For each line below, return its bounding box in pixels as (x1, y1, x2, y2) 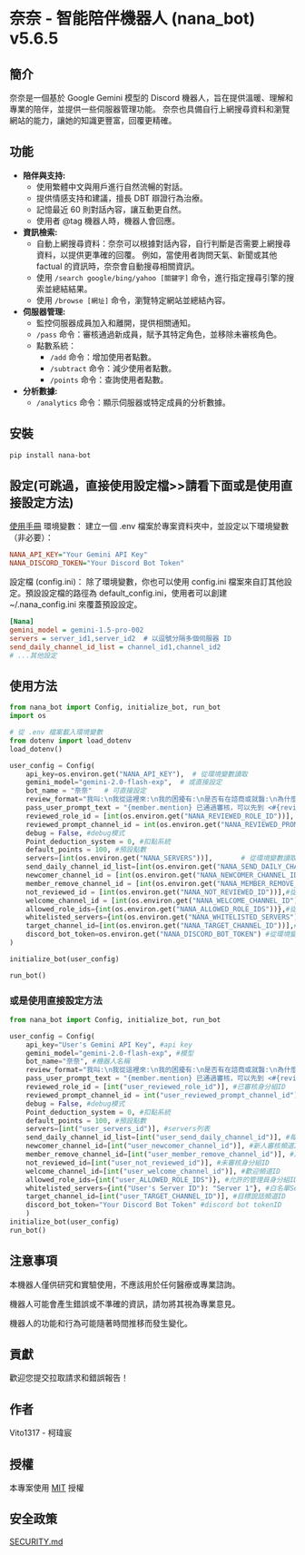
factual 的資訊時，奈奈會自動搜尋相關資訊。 (35, 261, 200, 271)
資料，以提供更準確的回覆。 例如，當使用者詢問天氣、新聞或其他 (35, 249, 278, 260)
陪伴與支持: (22, 170, 66, 181)
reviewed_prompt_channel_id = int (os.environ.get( (25, 820, 221, 829)
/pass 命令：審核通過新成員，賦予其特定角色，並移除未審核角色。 (35, 329, 282, 340)
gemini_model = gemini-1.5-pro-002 (9, 625, 144, 635)
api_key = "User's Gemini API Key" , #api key (25, 1040, 193, 1049)
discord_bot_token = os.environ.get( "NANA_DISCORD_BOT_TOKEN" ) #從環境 (25, 930, 290, 940)
